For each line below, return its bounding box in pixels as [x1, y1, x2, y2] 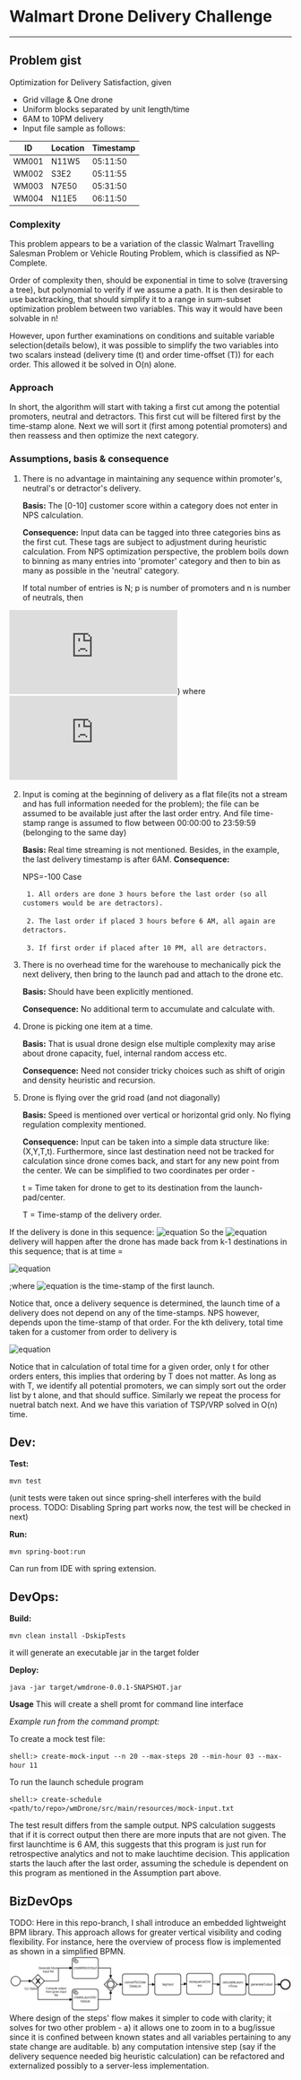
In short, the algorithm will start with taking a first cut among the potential [9, 402, 280, 413]
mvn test [9, 1477, 42, 1486]
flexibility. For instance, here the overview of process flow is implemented [9, 1936, 281, 1947]
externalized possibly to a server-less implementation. [9, 2060, 210, 2071]
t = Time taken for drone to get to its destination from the [21, 1182, 233, 1193]
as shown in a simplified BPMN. [9, 1946, 126, 1957]
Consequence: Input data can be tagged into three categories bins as [21, 527, 281, 537]
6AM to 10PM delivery [21, 113, 105, 124]
